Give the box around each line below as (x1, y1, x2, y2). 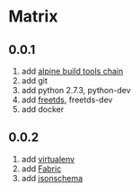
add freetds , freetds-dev (21, 94, 113, 105)
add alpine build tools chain (21, 65, 124, 76)
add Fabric (21, 163, 62, 174)
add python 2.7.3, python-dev (21, 85, 131, 95)
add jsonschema (21, 172, 83, 183)
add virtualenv (21, 153, 75, 164)
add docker (21, 104, 65, 114)
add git (21, 75, 48, 86)
